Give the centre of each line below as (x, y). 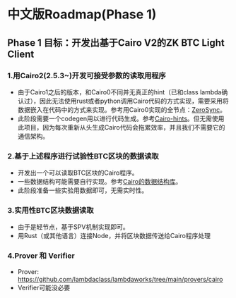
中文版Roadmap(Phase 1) (82, 14)
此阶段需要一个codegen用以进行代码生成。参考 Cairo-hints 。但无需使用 (121, 118)
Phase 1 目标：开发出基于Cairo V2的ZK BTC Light (116, 43)
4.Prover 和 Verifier (41, 256)
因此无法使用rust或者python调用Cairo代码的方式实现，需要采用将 (134, 101)
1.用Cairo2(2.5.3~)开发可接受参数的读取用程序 (87, 75)
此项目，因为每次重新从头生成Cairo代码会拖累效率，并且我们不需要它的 (121, 127)
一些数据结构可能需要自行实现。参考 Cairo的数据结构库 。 (100, 182)
